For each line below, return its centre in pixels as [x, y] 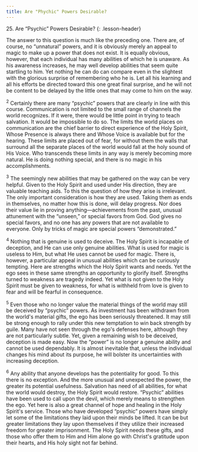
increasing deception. [33, 361]
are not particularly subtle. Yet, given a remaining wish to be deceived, [92, 336]
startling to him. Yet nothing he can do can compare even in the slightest [95, 71]
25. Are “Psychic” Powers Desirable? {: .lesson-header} [74, 28]
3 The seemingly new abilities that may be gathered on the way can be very [98, 178]
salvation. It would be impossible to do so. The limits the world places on [95, 122]
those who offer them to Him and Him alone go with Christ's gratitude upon [98, 436]
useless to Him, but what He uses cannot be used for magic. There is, [91, 254]
